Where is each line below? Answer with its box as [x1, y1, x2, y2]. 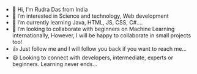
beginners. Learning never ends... [12, 61, 98, 67]
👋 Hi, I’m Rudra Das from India [12, 6, 88, 13]
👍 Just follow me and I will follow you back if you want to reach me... [12, 45, 187, 52]
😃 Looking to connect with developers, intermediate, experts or [12, 54, 174, 61]
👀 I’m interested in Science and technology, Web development [12, 12, 169, 20]
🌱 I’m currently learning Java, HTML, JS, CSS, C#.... [12, 19, 143, 26]
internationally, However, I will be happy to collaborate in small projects [12, 32, 191, 39]
